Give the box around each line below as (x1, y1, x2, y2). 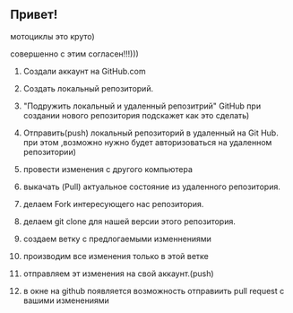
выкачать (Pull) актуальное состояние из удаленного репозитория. (22, 181, 280, 192)
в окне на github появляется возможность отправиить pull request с (22, 285, 285, 296)
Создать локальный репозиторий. (22, 83, 154, 93)
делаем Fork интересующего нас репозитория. (22, 198, 204, 209)
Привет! (10, 7, 58, 22)
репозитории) (22, 146, 77, 157)
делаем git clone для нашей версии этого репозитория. (22, 215, 237, 227)
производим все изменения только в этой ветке (22, 250, 209, 261)
